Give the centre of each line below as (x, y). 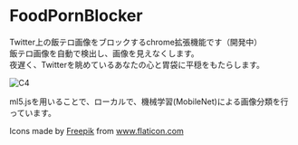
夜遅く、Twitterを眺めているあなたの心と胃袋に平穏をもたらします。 (137, 64)
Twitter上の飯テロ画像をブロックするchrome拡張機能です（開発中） (136, 42)
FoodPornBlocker (76, 16)
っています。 (33, 112)
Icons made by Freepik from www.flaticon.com (96, 130)
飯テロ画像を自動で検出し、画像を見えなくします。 (104, 53)
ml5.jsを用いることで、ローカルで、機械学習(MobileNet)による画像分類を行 (149, 101)
